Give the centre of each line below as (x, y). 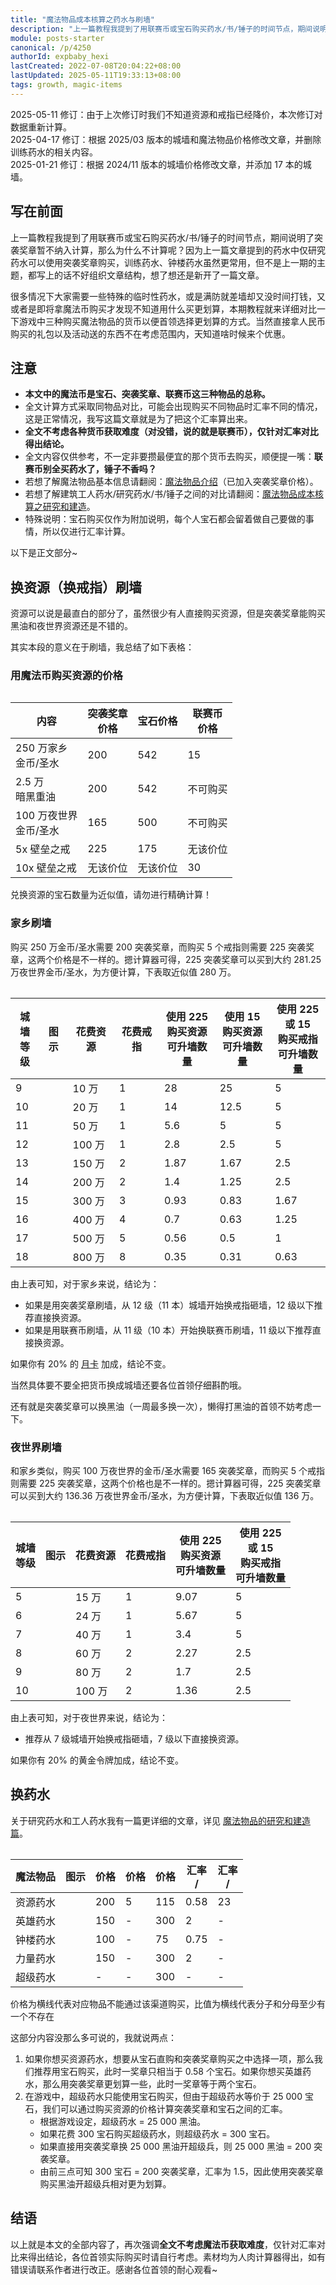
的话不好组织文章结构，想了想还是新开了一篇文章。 (159, 275)
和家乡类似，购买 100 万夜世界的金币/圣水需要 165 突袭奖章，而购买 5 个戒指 (168, 1471)
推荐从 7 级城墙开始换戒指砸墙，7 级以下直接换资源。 (134, 1739)
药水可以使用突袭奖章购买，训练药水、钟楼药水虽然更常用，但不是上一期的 (163, 262)
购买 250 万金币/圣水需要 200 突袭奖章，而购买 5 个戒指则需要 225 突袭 (158, 947)
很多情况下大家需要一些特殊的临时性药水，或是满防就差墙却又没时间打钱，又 (168, 296)
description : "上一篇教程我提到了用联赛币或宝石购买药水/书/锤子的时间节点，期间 (161, 29)
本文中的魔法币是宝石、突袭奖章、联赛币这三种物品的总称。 (147, 394)
